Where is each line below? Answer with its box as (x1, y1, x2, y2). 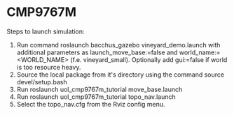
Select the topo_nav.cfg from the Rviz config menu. (16, 100, 165, 108)
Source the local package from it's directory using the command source (16, 70, 225, 79)
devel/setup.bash (16, 77, 67, 86)
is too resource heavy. (16, 63, 81, 71)
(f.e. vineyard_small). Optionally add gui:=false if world (70, 55, 228, 63)
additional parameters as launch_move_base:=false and (16, 48, 178, 56)
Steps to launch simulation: (6, 27, 85, 36)
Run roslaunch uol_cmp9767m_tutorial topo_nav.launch (16, 92, 176, 101)
